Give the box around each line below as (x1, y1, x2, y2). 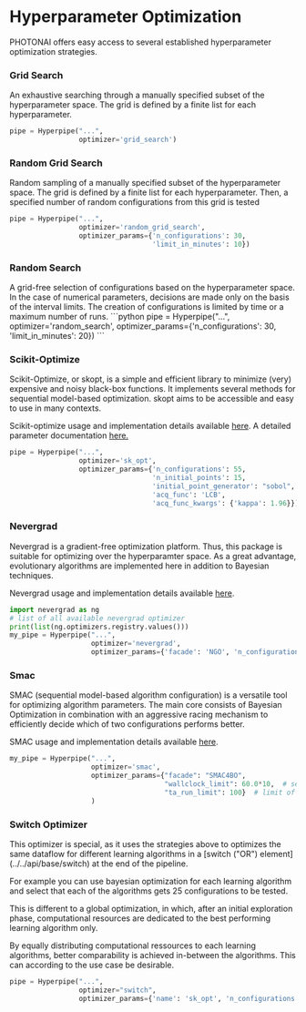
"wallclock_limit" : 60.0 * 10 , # (164, 779, 287, 789)
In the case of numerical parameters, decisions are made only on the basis (9, 291, 290, 302)
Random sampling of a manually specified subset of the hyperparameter (9, 178, 281, 189)
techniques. (9, 569, 54, 580)
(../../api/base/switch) (9, 858, 90, 869)
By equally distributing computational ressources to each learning (9, 940, 257, 951)
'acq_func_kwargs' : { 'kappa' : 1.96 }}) (151, 498, 300, 507)
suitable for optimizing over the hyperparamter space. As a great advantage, (9, 550, 297, 561)
